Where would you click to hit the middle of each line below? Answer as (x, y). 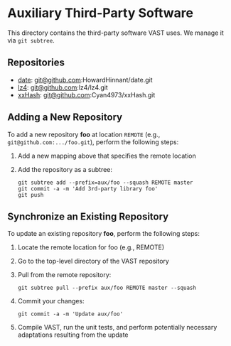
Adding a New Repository (65, 118)
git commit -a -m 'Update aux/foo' (70, 314)
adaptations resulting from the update (73, 335)
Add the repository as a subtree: (65, 169)
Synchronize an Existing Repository (88, 216)
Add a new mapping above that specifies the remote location (107, 156)
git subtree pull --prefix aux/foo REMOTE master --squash (107, 288)
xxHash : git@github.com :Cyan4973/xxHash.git (86, 94)
